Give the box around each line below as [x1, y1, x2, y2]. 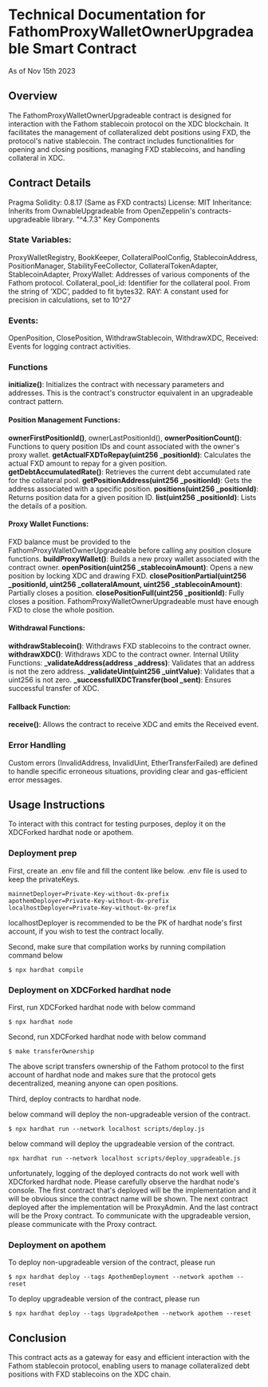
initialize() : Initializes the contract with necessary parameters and [8, 380, 225, 390]
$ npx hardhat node [8, 1017, 73, 1025]
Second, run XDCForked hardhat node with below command [8, 1032, 207, 1041]
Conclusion [8, 1331, 67, 1345]
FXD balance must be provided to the [8, 537, 132, 546]
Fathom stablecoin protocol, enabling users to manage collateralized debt [8, 1361, 250, 1371]
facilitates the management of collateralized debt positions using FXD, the [8, 127, 251, 137]
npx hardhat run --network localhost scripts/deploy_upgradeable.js [8, 1154, 241, 1162]
